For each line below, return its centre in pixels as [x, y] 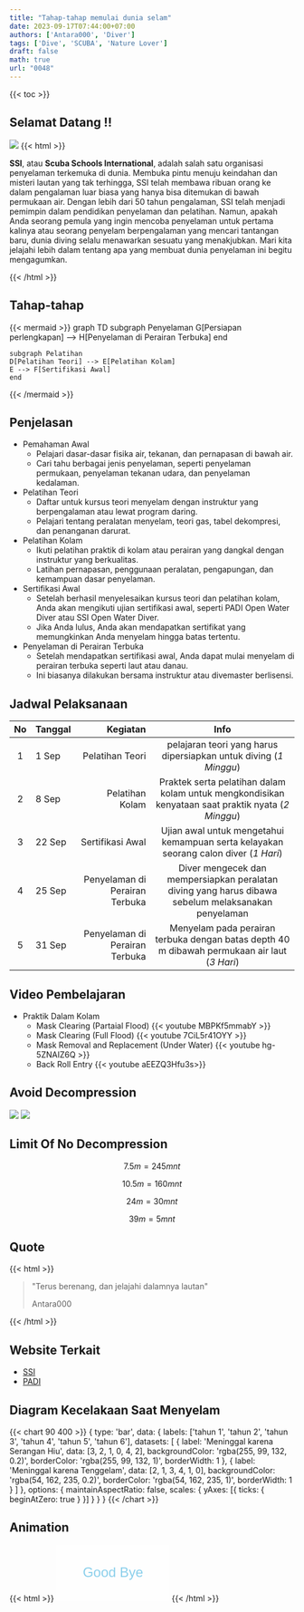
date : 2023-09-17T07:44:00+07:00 [72, 26]
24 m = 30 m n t [152, 1201]
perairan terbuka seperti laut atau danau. [112, 666]
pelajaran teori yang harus [223, 745]
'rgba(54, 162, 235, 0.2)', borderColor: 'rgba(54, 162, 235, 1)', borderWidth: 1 [151, 1480]
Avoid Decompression [73, 1093]
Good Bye [113, 1573]
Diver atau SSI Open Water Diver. [98, 618]
